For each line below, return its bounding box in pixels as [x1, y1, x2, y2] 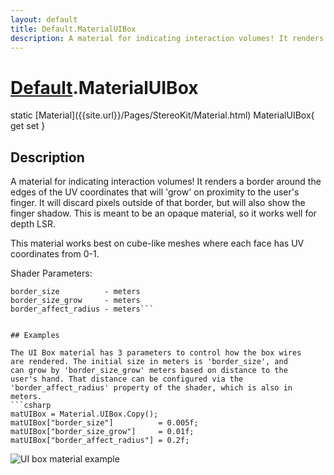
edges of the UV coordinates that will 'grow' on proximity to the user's [10, 186, 300, 198]
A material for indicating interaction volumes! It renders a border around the [10, 176, 322, 188]
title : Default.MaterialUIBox [10, 24, 137, 34]
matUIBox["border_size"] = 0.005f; [10, 418, 199, 428]
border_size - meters [10, 287, 141, 297]
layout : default [10, 14, 78, 25]
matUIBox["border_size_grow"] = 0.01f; [10, 427, 195, 437]
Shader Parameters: [10, 267, 93, 280]
